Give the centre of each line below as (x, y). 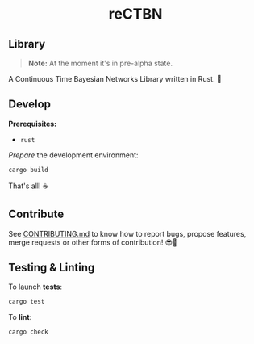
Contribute (36, 214)
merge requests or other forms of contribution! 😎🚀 (93, 242)
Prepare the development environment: (73, 155)
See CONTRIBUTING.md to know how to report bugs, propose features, (127, 233)
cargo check (28, 332)
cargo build (28, 170)
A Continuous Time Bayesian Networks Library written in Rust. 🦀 (115, 79)
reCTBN (135, 14)
